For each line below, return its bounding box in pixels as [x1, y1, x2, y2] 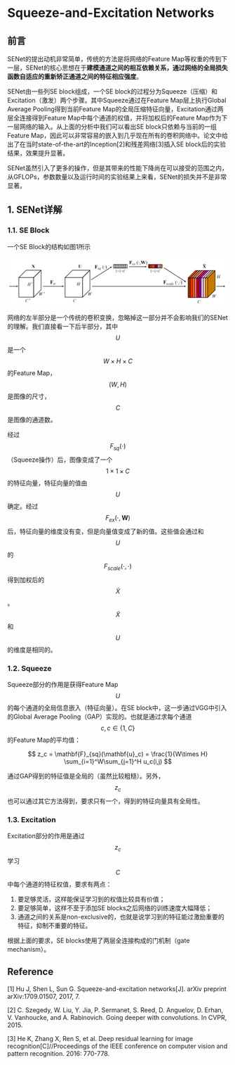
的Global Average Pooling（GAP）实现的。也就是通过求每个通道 [7, 712, 192, 721]
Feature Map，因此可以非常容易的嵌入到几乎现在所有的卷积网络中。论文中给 [7, 132, 228, 139]
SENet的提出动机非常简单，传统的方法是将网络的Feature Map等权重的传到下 [7, 55, 228, 63]
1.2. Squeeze [7, 663, 52, 673]
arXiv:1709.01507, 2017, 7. [7, 992, 81, 1000]
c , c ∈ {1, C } [100, 724, 135, 733]
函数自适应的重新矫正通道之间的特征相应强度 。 [7, 73, 142, 80]
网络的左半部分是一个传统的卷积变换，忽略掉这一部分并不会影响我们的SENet [7, 313, 228, 322]
